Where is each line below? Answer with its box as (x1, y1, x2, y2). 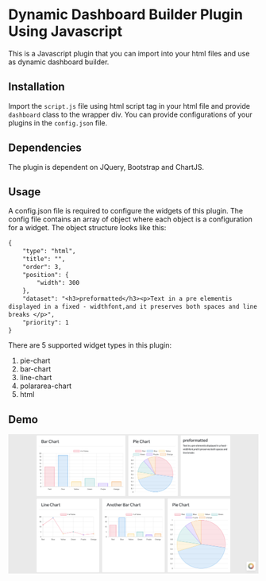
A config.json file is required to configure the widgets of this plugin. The (8, 206, 244, 216)
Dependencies (8, 141, 82, 155)
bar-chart (19, 364, 52, 374)
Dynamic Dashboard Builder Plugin (8, 6, 244, 24)
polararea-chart (19, 381, 71, 391)
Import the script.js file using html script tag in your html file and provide (8, 101, 250, 110)
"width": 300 (37, 279, 80, 287)
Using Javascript (8, 22, 123, 40)
